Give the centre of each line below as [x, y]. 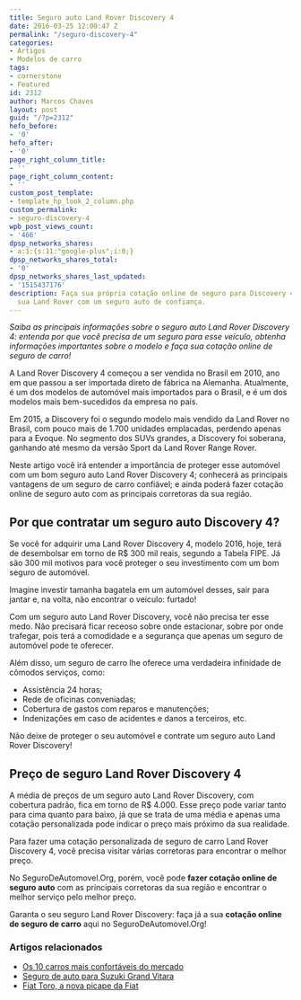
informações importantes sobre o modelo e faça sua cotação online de [141, 346]
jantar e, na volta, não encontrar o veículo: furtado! [103, 599]
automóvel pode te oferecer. [61, 646]
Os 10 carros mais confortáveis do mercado [103, 967]
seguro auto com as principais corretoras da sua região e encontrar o [138, 887]
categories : [31, 43]
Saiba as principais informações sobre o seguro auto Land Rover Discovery [150, 327]
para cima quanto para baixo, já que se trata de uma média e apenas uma [145, 814]
